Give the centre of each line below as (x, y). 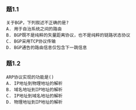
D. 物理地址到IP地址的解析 (34, 102)
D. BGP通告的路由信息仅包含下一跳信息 (47, 48)
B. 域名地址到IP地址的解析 (34, 90)
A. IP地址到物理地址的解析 (34, 83)
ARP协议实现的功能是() (30, 77)
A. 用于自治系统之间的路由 (34, 29)
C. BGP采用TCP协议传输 (31, 42)
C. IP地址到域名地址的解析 (34, 96)
